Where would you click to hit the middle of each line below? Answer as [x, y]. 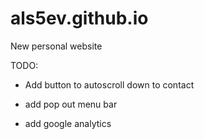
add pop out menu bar [71, 104]
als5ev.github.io [79, 18]
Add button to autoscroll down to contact [109, 84]
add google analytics [68, 123]
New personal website [56, 46]
